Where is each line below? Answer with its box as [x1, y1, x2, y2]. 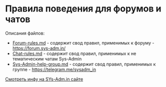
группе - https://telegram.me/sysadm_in [12, 66, 96, 72]
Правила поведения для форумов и [5, 3, 161, 14]
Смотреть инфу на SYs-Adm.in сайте [5, 76, 83, 82]
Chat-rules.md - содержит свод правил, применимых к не [12, 50, 136, 56]
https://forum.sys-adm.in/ [12, 45, 66, 51]
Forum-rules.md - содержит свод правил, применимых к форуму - [12, 39, 154, 45]
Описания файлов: [5, 30, 45, 36]
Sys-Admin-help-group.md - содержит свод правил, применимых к [12, 61, 156, 67]
